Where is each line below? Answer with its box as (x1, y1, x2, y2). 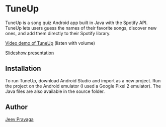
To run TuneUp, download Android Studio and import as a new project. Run (5, 77, 161, 83)
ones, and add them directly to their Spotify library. (5, 30, 111, 36)
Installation (5, 64, 41, 73)
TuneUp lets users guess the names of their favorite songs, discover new (5, 25, 157, 31)
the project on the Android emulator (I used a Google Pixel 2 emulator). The (5, 83, 161, 89)
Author (5, 103, 28, 111)
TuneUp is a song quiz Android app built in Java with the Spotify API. (5, 20, 148, 26)
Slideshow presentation (5, 50, 54, 56)
